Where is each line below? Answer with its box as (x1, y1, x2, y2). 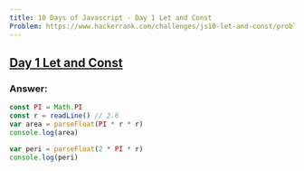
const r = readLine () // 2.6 (9, 111, 119, 120)
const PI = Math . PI (9, 103, 83, 112)
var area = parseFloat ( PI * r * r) (9, 119, 144, 128)
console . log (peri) (9, 153, 79, 162)
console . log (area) (9, 128, 79, 137)
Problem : (9, 22, 43, 31)
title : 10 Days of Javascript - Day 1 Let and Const (9, 13, 213, 23)
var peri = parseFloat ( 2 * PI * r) (9, 144, 144, 154)
